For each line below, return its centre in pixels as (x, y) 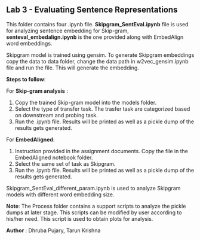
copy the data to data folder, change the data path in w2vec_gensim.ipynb (98, 61)
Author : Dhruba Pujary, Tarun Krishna (53, 230)
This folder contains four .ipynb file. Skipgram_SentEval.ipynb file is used (97, 24)
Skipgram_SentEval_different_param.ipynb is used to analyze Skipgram (93, 188)
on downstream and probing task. (56, 115)
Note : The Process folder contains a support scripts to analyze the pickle (96, 206)
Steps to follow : (26, 79)
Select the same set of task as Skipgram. (65, 163)
